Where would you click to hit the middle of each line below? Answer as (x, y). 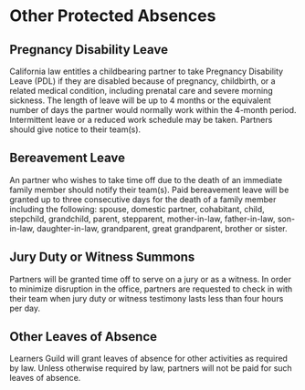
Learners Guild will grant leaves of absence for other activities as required (148, 359)
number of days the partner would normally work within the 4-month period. (153, 110)
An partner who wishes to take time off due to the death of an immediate (146, 180)
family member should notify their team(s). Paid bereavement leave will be (149, 190)
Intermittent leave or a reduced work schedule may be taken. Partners (141, 120)
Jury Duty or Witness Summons (102, 257)
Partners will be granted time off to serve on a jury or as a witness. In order (151, 279)
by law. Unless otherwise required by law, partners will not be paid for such (151, 368)
